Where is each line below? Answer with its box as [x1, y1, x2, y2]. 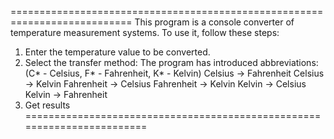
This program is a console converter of [134, 16, 295, 28]
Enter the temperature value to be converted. [24, 46, 211, 58]
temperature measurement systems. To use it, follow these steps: [10, 27, 280, 38]
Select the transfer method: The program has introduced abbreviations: [24, 57, 319, 68]
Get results [24, 99, 71, 111]
